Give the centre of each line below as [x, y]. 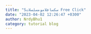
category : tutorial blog [32, 24]
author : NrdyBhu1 [24, 19]
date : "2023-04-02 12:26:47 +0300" [43, 14]
